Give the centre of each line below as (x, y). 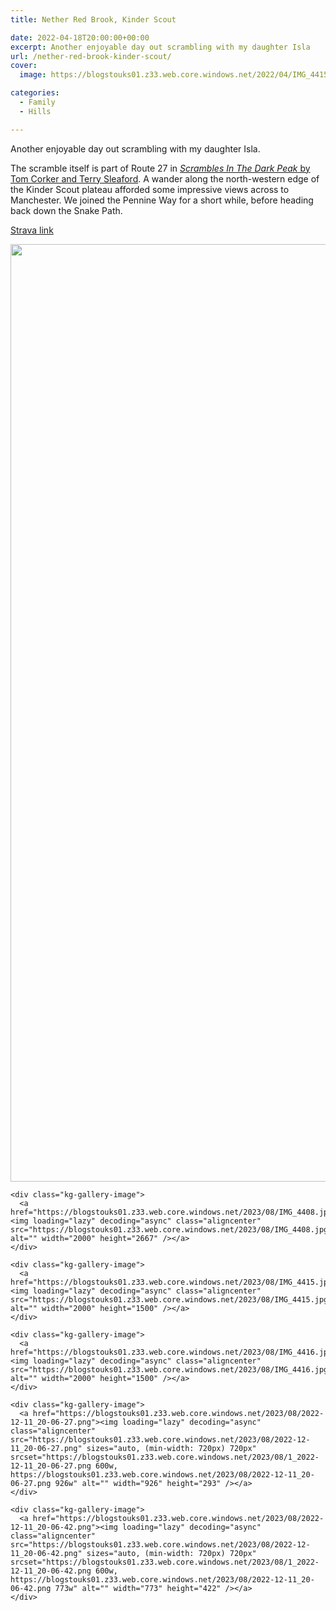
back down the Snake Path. (66, 210)
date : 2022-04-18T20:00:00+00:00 (80, 37)
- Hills (35, 111)
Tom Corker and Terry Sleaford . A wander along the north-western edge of (165, 178)
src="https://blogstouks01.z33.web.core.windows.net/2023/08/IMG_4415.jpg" (171, 1299)
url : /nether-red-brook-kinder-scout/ (91, 56)
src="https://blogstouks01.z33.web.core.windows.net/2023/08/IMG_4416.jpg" (171, 1369)
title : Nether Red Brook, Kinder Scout (93, 19)
